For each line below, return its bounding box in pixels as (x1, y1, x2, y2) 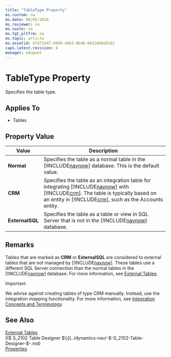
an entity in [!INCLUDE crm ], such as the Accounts (43, 196, 163, 203)
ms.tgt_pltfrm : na (5, 31, 44, 36)
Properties (5, 345, 27, 352)
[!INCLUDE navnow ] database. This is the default (43, 162, 159, 169)
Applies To (5, 104, 40, 112)
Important (5, 280, 26, 286)
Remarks (5, 241, 35, 249)
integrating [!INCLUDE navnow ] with (43, 183, 129, 190)
